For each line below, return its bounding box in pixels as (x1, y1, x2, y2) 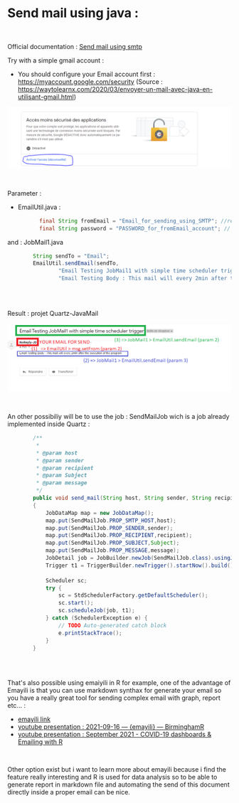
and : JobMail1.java (7, 238, 64, 246)
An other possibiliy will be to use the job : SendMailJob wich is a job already (7, 413, 230, 421)
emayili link (17, 715, 51, 723)
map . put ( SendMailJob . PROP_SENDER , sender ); (45, 524, 174, 531)
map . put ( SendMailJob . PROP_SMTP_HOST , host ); (45, 517, 176, 524)
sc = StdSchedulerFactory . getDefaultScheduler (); (58, 592, 208, 599)
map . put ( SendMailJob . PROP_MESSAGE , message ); (45, 547, 180, 554)
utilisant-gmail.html (17, 92, 75, 101)
